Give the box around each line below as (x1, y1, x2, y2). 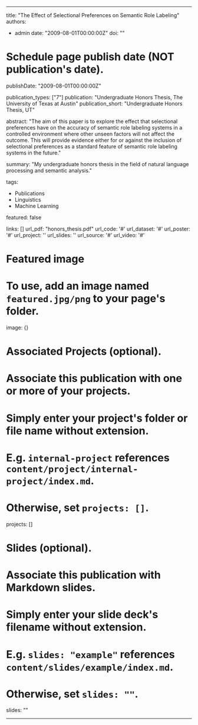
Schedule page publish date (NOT (6, 50, 175, 64)
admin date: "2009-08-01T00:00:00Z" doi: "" (14, 30, 125, 36)
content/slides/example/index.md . (6, 660, 174, 674)
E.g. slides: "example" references (6, 648, 175, 661)
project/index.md (6, 475, 91, 487)
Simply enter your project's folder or (6, 412, 188, 425)
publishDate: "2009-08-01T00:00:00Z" (6, 82, 101, 89)
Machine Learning (14, 202, 59, 209)
